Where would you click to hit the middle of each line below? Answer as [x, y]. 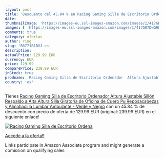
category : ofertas [24, 37]
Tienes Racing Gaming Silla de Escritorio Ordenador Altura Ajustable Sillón [80, 96]
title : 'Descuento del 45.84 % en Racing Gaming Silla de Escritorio [77, 14]
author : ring [18, 41]
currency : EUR [20, 59]
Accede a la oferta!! [25, 136]
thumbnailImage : [21, 23]
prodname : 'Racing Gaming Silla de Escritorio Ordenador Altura [73, 78]
